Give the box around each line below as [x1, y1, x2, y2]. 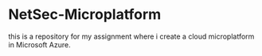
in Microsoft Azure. [8, 39, 71, 49]
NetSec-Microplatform [8, 6, 162, 24]
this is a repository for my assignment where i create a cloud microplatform [8, 32, 255, 41]
